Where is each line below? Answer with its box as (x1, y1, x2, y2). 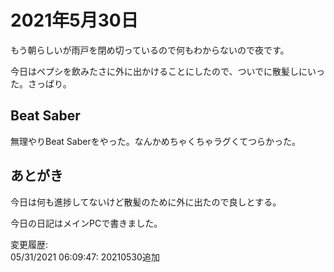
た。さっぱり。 (10, 77, 72, 90)
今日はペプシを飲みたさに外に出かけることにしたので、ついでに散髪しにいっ (10, 65, 326, 77)
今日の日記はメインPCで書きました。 (10, 217, 163, 229)
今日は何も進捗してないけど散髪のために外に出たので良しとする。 (10, 196, 282, 208)
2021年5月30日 (10, 9, 139, 32)
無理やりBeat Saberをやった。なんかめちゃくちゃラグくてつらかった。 (10, 135, 301, 147)
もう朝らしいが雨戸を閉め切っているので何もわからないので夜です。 (10, 44, 290, 56)
